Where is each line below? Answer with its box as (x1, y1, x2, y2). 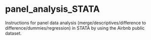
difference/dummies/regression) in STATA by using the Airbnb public (5, 25, 145, 31)
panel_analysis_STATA (5, 3, 100, 15)
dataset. (5, 30, 22, 36)
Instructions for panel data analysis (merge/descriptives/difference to (5, 20, 147, 26)
